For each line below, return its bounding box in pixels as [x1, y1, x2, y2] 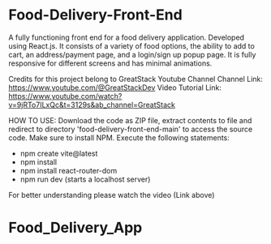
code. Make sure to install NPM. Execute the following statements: [8, 132, 230, 143]
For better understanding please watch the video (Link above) [8, 190, 215, 199]
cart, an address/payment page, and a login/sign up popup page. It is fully [8, 49, 256, 59]
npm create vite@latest [19, 148, 98, 158]
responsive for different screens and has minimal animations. [8, 58, 213, 68]
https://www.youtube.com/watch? [8, 91, 123, 101]
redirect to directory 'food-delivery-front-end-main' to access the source [8, 124, 253, 134]
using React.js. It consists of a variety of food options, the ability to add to [8, 41, 256, 50]
